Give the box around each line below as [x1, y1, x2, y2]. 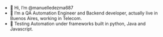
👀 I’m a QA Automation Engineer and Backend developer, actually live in [10, 10, 158, 16]
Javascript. [10, 26, 34, 32]
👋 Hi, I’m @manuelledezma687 [10, 5, 74, 10]
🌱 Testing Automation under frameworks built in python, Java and [10, 20, 146, 26]
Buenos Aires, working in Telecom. [10, 15, 82, 21]
